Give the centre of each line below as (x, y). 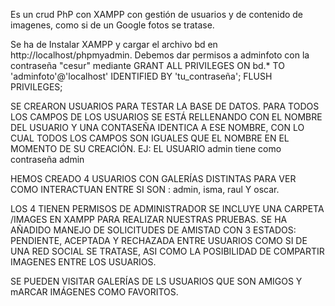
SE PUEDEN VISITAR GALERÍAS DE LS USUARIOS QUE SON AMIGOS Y (156, 281)
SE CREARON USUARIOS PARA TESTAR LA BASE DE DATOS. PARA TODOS (165, 106)
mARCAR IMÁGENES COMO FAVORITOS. (94, 292)
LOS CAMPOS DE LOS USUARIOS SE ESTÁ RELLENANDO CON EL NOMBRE (166, 117)
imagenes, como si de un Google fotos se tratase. (112, 25)
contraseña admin (47, 159)
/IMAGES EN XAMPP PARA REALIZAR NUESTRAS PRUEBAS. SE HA (149, 219)
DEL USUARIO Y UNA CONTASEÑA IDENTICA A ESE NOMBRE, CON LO (157, 127)
